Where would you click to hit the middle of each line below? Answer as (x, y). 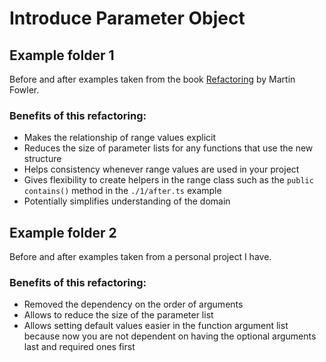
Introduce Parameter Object (127, 18)
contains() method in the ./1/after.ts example (122, 191)
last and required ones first (79, 347)
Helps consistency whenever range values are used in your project (161, 169)
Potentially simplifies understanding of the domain (127, 201)
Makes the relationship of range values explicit (120, 138)
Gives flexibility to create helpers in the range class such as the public (168, 180)
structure (42, 159)
